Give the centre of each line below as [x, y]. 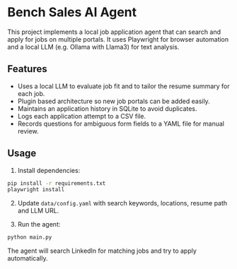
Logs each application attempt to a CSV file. [82, 116]
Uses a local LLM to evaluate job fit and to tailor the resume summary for [123, 86]
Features [27, 69]
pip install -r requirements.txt [57, 183]
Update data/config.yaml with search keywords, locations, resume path [122, 203]
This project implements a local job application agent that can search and [114, 32]
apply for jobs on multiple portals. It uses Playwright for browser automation [118, 39]
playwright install [36, 190]
